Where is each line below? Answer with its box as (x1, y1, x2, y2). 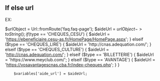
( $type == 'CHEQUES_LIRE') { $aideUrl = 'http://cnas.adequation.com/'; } (5, 41, 152, 47)
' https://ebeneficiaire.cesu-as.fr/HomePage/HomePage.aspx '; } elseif (5, 36, 144, 42)
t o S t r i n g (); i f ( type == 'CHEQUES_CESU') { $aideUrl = (5, 31, 110, 37)
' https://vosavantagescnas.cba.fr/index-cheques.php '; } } (5, 62, 120, 67)
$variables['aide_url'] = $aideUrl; (14, 71, 88, 76)
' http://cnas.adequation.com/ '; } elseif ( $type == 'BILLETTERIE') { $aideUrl (5, 52, 154, 57)
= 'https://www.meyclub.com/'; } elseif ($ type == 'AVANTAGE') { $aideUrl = (5, 56, 156, 62)
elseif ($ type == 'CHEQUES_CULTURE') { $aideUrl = (5, 46, 109, 52)
